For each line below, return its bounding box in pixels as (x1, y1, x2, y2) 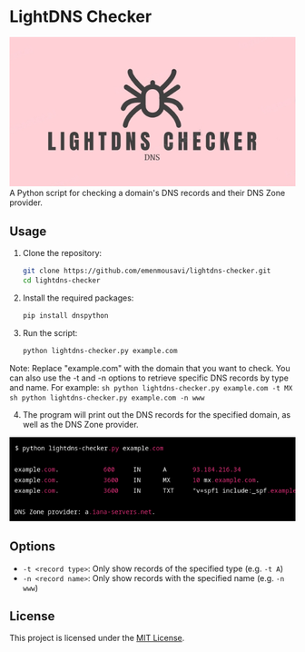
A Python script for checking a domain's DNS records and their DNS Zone (9, 188, 286, 199)
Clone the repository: (22, 248, 103, 259)
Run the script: (22, 327, 78, 338)
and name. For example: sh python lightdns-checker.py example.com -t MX (9, 381, 293, 392)
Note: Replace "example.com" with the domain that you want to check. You (9, 362, 290, 373)
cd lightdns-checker (22, 276, 101, 285)
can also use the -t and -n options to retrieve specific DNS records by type (9, 372, 289, 383)
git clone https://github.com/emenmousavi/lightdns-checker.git (22, 266, 271, 276)
